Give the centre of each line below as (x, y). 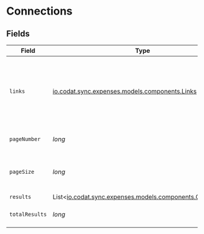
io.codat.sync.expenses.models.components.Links (125, 91)
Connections (39, 11)
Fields (18, 34)
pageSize (22, 172)
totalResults (28, 214)
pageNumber (25, 139)
